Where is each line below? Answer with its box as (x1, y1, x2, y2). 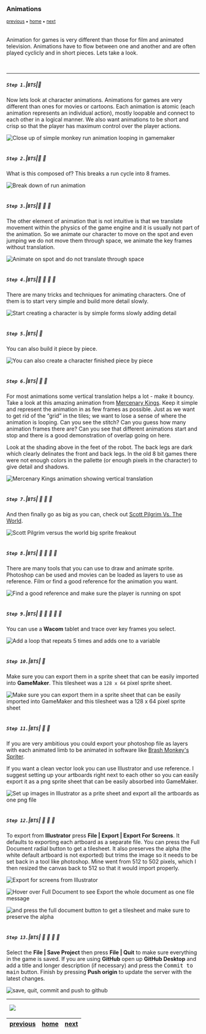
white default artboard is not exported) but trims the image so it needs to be (6, 851, 198, 859)
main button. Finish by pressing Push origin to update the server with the (6, 968, 192, 975)
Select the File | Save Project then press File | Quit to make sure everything (6, 948, 197, 956)
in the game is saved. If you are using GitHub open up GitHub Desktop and (6, 955, 197, 962)
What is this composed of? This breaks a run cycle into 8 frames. (6, 170, 170, 177)
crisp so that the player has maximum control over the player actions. (6, 123, 181, 130)
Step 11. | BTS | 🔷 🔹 (6, 724, 51, 732)
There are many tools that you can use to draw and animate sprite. (6, 565, 175, 572)
